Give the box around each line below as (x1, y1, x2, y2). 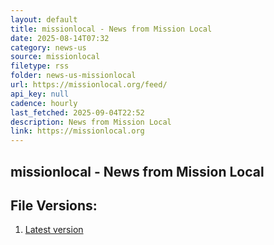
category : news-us (10, 42, 87, 53)
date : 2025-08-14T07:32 (10, 33, 110, 43)
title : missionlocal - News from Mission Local (10, 24, 213, 34)
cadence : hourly (10, 98, 78, 108)
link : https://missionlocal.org (10, 126, 145, 136)
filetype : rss (10, 61, 70, 71)
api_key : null (10, 89, 70, 99)
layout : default (10, 14, 78, 25)
